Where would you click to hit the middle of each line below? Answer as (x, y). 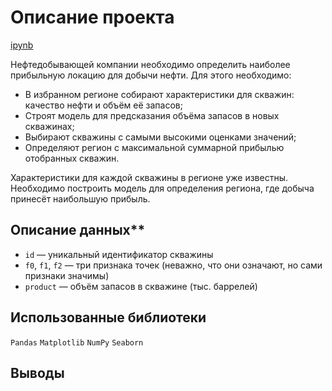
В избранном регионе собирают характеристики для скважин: (159, 94)
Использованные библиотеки (108, 317)
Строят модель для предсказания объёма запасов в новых (152, 115)
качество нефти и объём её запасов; (103, 105)
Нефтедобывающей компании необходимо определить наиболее (150, 64)
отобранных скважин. (72, 158)
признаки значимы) (67, 275)
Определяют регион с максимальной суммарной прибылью (154, 147)
